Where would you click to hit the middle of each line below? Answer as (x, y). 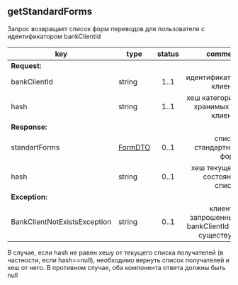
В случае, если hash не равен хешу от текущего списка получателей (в (115, 252)
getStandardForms (50, 12)
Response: (29, 127)
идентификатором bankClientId (54, 36)
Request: (26, 65)
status (168, 54)
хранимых (211, 106)
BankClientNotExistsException (61, 221)
